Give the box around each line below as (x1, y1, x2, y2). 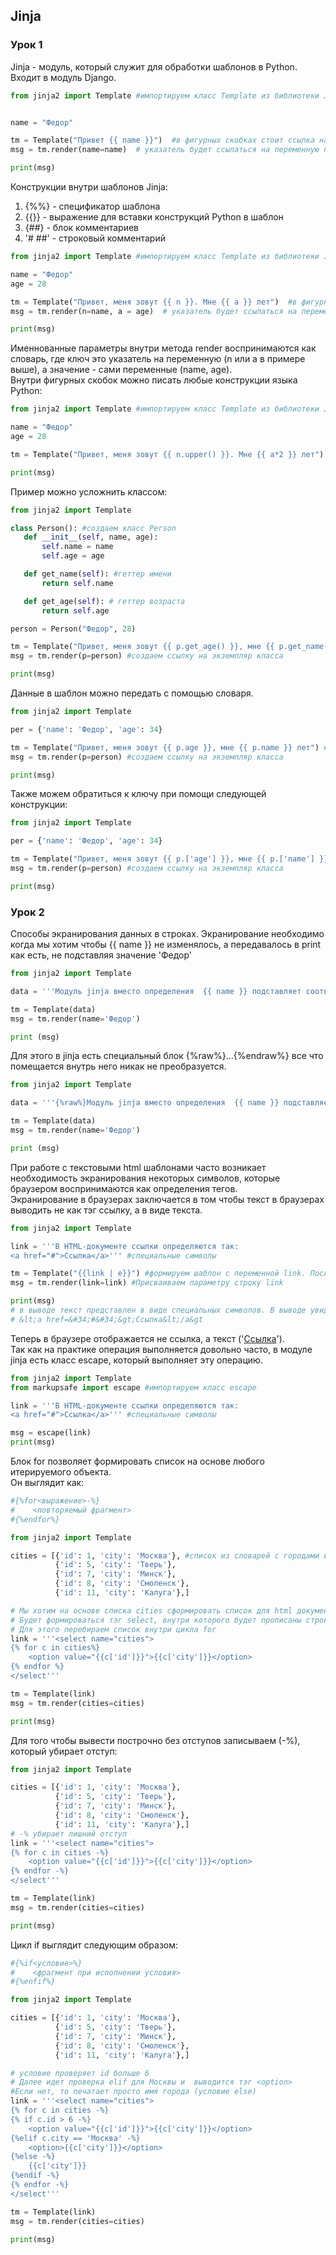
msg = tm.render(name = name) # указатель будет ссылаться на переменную (10, 145, 320, 155)
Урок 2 (10, 905, 45, 919)
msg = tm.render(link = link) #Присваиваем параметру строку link (10, 1278, 284, 1288)
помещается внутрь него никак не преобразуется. (10, 1060, 227, 1073)
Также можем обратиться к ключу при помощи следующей (10, 788, 267, 800)
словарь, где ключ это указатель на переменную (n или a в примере (10, 353, 306, 365)
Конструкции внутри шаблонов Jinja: (10, 181, 168, 193)
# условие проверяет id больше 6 (10, 2068, 150, 2078)
